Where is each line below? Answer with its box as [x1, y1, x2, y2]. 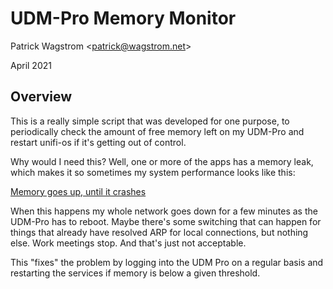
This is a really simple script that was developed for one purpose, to [10, 115, 290, 127]
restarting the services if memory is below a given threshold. [10, 267, 261, 279]
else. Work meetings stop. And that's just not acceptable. [10, 237, 247, 249]
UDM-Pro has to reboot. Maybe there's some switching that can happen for [10, 215, 322, 227]
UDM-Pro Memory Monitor [10, 7, 237, 30]
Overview [10, 88, 73, 106]
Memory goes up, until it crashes [10, 185, 147, 197]
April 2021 [10, 59, 52, 71]
